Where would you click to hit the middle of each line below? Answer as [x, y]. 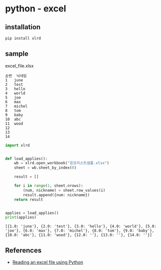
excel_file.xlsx [19, 66]
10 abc [13, 119]
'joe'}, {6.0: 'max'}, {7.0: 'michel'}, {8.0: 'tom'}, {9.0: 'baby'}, [80, 231]
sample [17, 54]
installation [23, 27]
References [23, 250]
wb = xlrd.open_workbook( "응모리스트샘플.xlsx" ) [62, 163]
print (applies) [21, 217]
